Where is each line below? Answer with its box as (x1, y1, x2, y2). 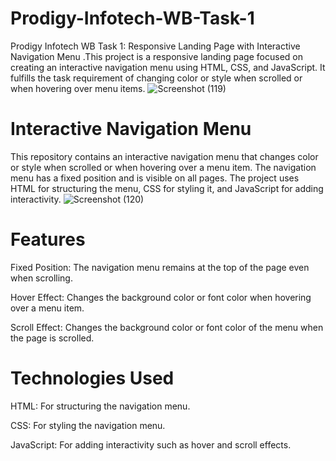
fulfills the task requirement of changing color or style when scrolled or (10, 72, 303, 84)
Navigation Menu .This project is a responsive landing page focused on (10, 50, 303, 62)
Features (10, 228, 86, 251)
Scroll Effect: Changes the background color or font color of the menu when (10, 321, 324, 333)
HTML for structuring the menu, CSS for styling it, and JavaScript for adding (10, 182, 324, 194)
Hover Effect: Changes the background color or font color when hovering (10, 291, 312, 303)
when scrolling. (10, 272, 73, 284)
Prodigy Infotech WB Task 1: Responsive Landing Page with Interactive (10, 40, 301, 52)
